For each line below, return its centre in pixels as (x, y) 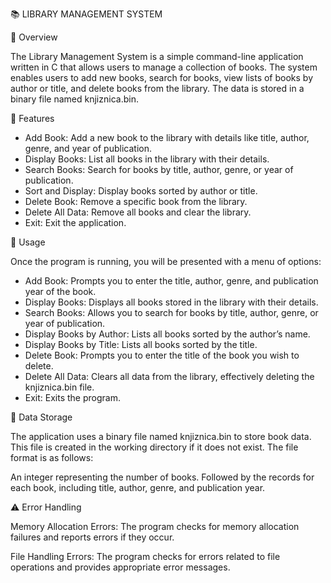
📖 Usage (28, 242)
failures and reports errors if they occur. (92, 537)
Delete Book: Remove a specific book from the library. (136, 201)
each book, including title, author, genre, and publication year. (138, 487)
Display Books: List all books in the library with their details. (147, 159)
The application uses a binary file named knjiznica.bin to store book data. (161, 436)
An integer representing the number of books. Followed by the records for (162, 477)
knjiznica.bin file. (59, 387)
